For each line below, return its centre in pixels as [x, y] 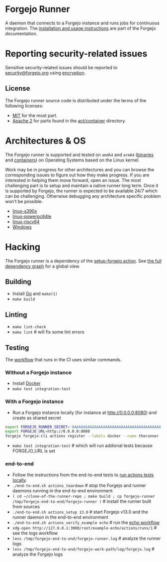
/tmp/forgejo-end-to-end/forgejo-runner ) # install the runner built [82, 501]
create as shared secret [37, 418]
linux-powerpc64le [32, 216]
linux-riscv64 [26, 221]
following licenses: [24, 106]
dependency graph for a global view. [43, 266]
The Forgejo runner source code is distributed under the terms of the [76, 100]
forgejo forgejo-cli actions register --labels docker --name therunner [82, 436]
